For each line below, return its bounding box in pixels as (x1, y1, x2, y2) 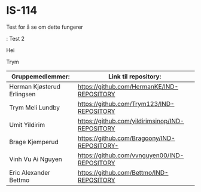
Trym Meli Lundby (9, 103, 60, 111)
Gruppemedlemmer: (11, 72, 70, 81)
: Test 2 (6, 35, 25, 42)
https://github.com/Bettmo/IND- (77, 168, 169, 176)
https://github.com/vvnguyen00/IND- (77, 151, 184, 159)
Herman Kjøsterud (9, 82, 61, 90)
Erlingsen (9, 90, 36, 98)
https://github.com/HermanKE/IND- (77, 82, 179, 90)
